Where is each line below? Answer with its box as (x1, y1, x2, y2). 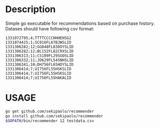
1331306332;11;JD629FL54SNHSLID (5, 57, 74, 63)
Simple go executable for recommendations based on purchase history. (5, 20, 155, 26)
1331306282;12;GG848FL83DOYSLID (5, 44, 74, 49)
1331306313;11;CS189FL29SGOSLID (5, 53, 74, 58)
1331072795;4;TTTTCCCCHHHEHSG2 (5, 35, 72, 40)
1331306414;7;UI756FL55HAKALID (5, 75, 72, 80)
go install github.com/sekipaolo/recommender (5, 113, 103, 118)
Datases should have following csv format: (5, 25, 94, 31)
